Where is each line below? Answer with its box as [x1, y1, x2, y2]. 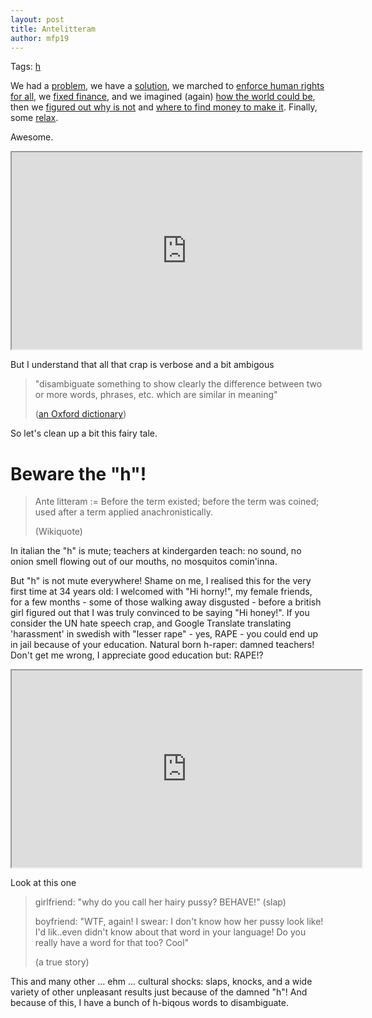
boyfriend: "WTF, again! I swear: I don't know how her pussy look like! [34, 916, 324, 928]
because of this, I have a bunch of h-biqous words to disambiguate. [10, 997, 289, 1009]
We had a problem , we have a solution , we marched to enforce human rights [10, 80, 325, 92]
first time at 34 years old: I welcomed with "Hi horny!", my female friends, [10, 586, 313, 598]
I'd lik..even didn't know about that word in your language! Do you [34, 926, 307, 938]
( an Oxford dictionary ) [34, 408, 127, 420]
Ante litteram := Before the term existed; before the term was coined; [34, 496, 320, 508]
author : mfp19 [10, 33, 70, 43]
